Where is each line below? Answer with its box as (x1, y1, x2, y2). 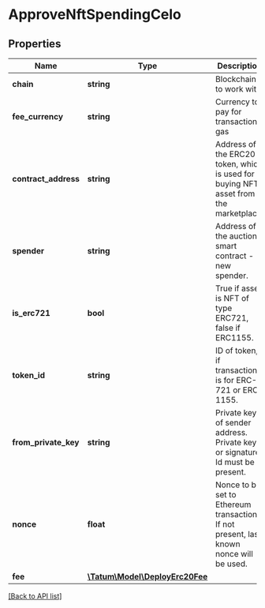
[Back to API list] (8, 591, 62, 601)
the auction (215, 231, 258, 242)
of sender (215, 417, 252, 428)
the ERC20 (215, 148, 256, 160)
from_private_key (12, 437, 80, 448)
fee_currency (12, 111, 64, 122)
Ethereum (215, 499, 252, 510)
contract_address (12, 174, 80, 184)
